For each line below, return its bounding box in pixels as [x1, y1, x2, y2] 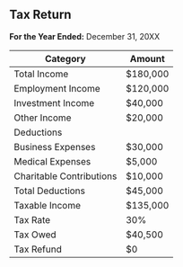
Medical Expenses [13, 155, 91, 167]
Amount [129, 52, 166, 65]
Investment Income [13, 96, 95, 109]
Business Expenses [13, 140, 96, 153]
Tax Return [9, 7, 72, 22]
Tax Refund [13, 243, 63, 255]
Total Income [13, 67, 69, 80]
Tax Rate [13, 213, 51, 226]
